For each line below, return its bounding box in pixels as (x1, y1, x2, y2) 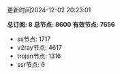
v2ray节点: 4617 (16, 44, 63, 51)
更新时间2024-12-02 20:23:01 (7, 6, 91, 14)
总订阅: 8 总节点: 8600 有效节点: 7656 (7, 20, 115, 29)
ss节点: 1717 (16, 35, 51, 43)
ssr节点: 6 (16, 61, 46, 68)
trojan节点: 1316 (16, 52, 61, 60)
